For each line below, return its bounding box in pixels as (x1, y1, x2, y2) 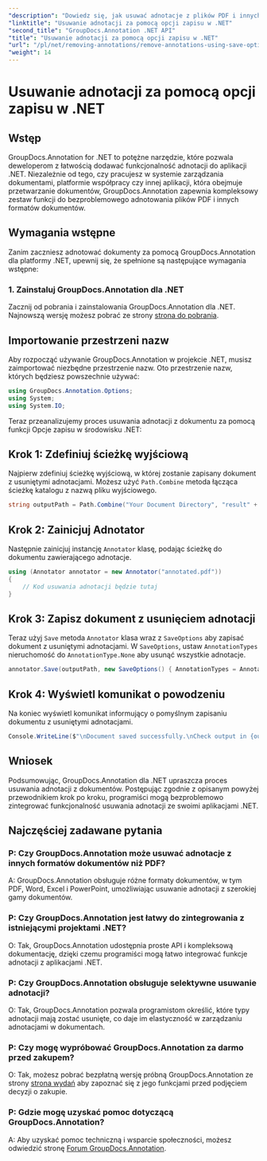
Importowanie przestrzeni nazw (8, 333, 169, 347)
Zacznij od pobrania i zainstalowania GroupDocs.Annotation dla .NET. (8, 302, 236, 312)
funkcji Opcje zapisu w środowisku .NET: (8, 425, 142, 434)
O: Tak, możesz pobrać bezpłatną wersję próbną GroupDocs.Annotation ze (8, 1070, 253, 1080)
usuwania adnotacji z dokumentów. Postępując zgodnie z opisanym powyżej (8, 784, 259, 794)
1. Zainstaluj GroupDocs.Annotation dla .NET (8, 284, 184, 295)
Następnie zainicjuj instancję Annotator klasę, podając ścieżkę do (8, 544, 222, 553)
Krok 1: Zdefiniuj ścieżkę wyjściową (8, 447, 189, 461)
